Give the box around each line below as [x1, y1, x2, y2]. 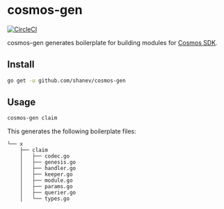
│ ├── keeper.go [19, 171, 73, 178]
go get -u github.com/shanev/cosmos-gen [7, 77, 127, 84]
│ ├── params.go [19, 183, 73, 190]
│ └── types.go [19, 195, 70, 203]
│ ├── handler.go [19, 165, 77, 172]
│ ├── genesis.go [19, 159, 77, 166]
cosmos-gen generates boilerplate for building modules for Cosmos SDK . [7, 38, 218, 47]
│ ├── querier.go [19, 190, 77, 197]
